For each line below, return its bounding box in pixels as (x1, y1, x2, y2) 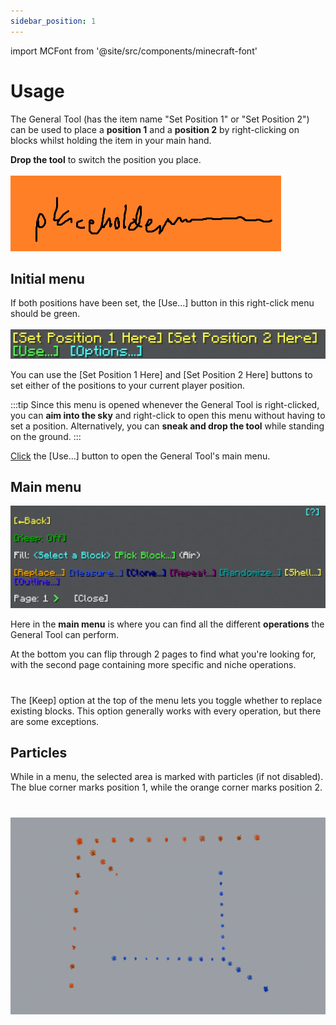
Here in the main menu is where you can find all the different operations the (10, 618, 325, 630)
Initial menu (10, 270, 85, 287)
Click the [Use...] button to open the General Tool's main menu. (10, 450, 271, 462)
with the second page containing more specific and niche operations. (10, 659, 297, 671)
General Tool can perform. (10, 629, 119, 641)
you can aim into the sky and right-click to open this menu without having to (10, 409, 326, 421)
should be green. (10, 308, 81, 320)
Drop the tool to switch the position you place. (10, 153, 202, 165)
